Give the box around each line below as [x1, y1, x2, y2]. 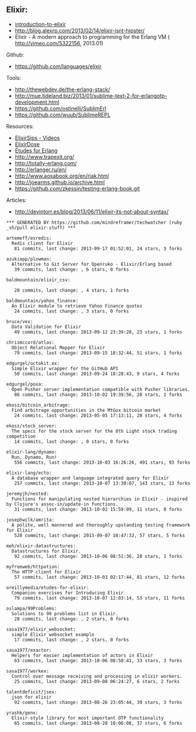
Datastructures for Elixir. [11, 548, 82, 554]
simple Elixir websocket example [11, 631, 95, 637]
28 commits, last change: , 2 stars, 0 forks [14, 616, 129, 622]
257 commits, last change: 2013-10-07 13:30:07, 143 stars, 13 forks [14, 480, 191, 486]
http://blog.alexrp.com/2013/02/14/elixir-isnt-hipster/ [14, 27, 145, 34]
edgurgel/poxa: [6, 381, 44, 387]
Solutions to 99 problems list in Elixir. [11, 610, 119, 616]
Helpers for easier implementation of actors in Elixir [11, 652, 153, 658]
